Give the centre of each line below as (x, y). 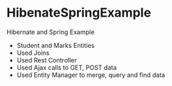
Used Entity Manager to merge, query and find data (91, 75)
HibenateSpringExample (79, 13)
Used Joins (33, 53)
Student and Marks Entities (56, 45)
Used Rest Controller (47, 60)
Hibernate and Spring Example (51, 32)
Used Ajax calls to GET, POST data (66, 67)
